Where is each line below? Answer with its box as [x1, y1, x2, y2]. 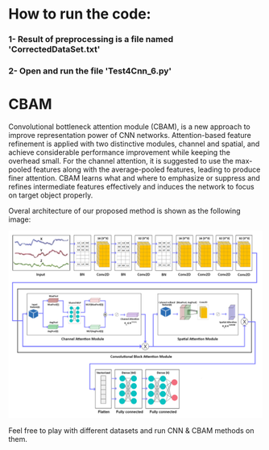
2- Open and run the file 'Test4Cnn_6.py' [8, 65, 172, 77]
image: [8, 215, 31, 224]
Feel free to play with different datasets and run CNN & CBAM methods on [8, 426, 255, 435]
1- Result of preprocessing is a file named [8, 34, 174, 45]
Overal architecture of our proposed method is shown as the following [8, 206, 241, 215]
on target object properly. [8, 190, 93, 200]
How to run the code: [8, 5, 151, 23]
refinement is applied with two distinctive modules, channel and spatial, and [8, 139, 260, 148]
